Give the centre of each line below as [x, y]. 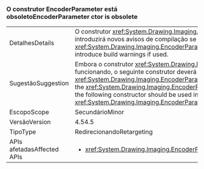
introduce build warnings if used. [122, 55]
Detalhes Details [32, 43]
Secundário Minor [100, 112]
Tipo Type [23, 132]
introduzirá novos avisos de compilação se [136, 40]
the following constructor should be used [134, 95]
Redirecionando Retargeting [114, 132]
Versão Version [30, 122]
